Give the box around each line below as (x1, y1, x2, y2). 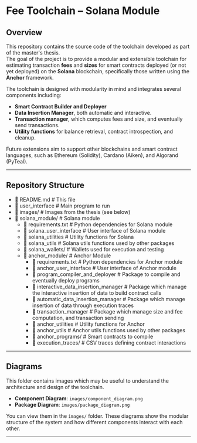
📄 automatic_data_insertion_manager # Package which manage (32, 295, 186, 302)
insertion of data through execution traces (32, 302, 134, 309)
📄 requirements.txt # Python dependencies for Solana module (23, 221, 173, 228)
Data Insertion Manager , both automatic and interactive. (14, 110, 152, 116)
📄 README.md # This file (14, 196, 76, 203)
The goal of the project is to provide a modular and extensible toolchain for (6, 56, 187, 62)
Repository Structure (6, 180, 85, 190)
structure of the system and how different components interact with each (6, 418, 183, 425)
